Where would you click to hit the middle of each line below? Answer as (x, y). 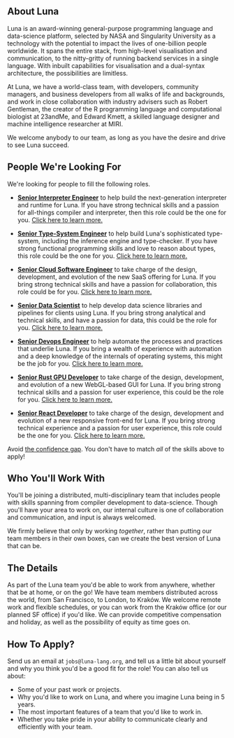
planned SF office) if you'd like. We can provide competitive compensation (115, 615)
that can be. (24, 546)
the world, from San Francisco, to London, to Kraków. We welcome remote (114, 600)
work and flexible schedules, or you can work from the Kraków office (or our (117, 607)
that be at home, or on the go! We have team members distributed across (112, 592)
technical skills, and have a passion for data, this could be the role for (117, 320)
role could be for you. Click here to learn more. (85, 292)
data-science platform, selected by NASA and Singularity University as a (112, 36)
